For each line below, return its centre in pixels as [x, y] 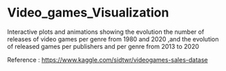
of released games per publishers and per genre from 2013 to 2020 [103, 46]
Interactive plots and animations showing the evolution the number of [106, 32]
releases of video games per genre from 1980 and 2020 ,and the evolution [113, 39]
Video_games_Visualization [88, 13]
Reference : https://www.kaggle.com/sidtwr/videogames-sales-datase [108, 59]
